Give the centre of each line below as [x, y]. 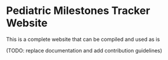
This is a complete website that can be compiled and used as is [83, 39]
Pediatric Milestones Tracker [78, 11]
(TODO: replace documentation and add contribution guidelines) [84, 50]
